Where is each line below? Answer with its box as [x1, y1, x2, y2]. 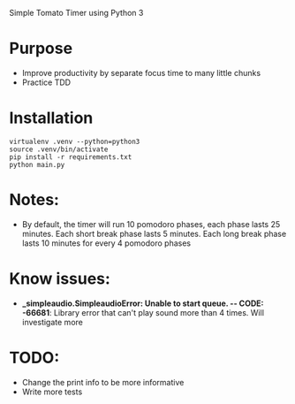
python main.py [9, 160, 65, 169]
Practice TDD [21, 77, 72, 88]
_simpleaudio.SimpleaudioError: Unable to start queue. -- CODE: [21, 298, 264, 309]
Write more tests [21, 386, 83, 397]
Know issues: [9, 269, 110, 288]
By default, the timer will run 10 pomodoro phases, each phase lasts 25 [21, 218, 281, 229]
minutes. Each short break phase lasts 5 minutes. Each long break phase [21, 228, 287, 239]
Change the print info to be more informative [21, 377, 185, 387]
